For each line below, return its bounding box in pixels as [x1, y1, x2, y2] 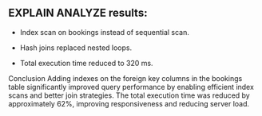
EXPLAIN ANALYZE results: [8, 6, 148, 20]
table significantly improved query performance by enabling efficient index [8, 82, 254, 91]
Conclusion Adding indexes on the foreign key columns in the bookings [8, 73, 243, 83]
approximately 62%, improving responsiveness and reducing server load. [8, 99, 250, 108]
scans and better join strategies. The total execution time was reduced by [8, 91, 250, 100]
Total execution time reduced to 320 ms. [19, 58, 153, 68]
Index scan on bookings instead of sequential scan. [19, 27, 190, 37]
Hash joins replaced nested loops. [19, 43, 133, 52]
